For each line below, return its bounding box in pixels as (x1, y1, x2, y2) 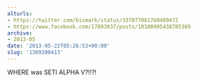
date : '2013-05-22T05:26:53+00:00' (7, 42, 110, 49)
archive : (7, 29, 33, 37)
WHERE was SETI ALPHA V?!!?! (7, 67, 97, 76)
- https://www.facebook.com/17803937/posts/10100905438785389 (7, 23, 191, 30)
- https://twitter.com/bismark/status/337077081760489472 (7, 17, 179, 24)
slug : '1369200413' (7, 49, 64, 56)
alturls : (7, 10, 33, 17)
